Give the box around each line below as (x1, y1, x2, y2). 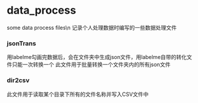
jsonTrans (7, 39, 36, 48)
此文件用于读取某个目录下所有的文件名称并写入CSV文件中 (7, 90, 149, 98)
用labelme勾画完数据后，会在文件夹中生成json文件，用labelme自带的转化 (7, 54, 187, 61)
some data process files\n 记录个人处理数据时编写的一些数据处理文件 (7, 24, 177, 31)
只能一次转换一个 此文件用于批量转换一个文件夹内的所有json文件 (11, 61, 171, 68)
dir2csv (7, 76, 30, 85)
